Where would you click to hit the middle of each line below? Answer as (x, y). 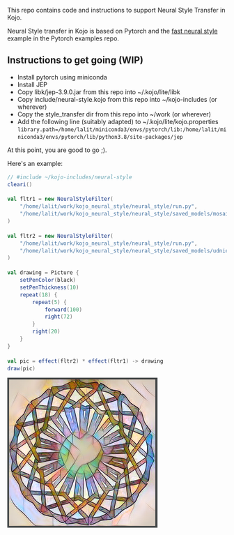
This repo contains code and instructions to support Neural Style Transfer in (116, 10)
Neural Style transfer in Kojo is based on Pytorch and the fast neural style (112, 31)
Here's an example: (35, 163)
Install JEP (32, 84)
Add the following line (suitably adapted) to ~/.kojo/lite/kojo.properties (118, 121)
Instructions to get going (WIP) (76, 60)
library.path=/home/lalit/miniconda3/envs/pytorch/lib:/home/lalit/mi (122, 129)
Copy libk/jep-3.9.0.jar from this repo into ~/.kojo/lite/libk (99, 92)
